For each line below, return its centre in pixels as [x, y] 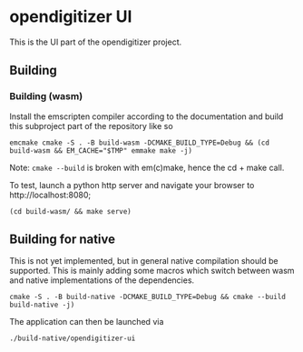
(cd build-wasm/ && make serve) [70, 211]
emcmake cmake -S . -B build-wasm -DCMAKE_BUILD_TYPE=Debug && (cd [140, 143]
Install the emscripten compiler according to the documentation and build [147, 116]
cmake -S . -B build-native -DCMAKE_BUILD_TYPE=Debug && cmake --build [147, 297]
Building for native [63, 240]
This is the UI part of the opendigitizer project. [96, 42]
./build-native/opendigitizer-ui [73, 338]
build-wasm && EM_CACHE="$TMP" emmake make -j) [101, 151]
